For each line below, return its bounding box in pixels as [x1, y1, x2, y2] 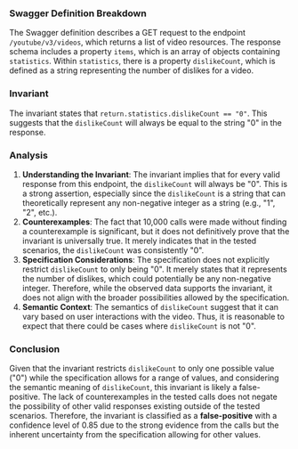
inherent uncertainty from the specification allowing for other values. [9, 429, 261, 440]
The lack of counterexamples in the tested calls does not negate [42, 391, 278, 403]
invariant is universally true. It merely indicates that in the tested [21, 235, 257, 246]
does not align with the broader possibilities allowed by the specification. [21, 292, 290, 303]
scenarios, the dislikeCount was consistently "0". [21, 244, 205, 256]
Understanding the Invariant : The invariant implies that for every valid [21, 168, 280, 180]
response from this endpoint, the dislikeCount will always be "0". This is [21, 178, 287, 189]
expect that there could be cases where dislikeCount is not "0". [21, 320, 256, 331]
